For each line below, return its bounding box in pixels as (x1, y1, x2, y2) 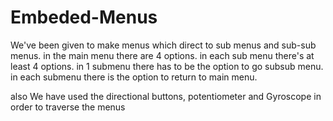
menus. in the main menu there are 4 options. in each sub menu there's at (10, 49, 315, 61)
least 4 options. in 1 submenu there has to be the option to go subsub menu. (10, 60, 324, 72)
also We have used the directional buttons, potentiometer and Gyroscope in (10, 90, 322, 102)
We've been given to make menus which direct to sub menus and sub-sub (10, 39, 317, 51)
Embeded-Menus (10, 6, 158, 29)
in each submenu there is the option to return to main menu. (10, 71, 258, 83)
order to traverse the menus (10, 101, 126, 113)
